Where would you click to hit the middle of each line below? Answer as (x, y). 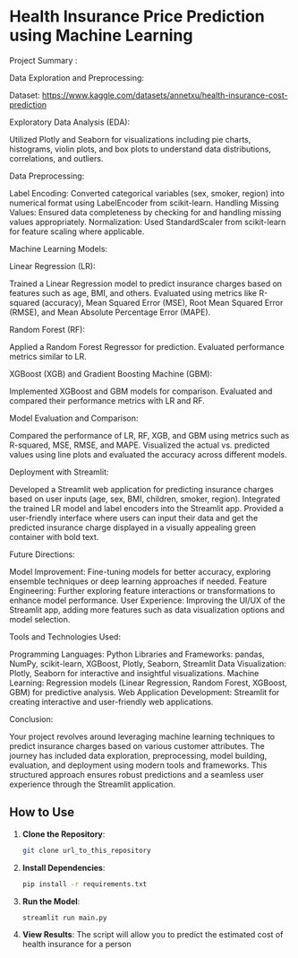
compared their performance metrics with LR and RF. (107, 400)
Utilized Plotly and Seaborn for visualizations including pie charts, (130, 139)
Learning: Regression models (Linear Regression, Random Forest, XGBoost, (149, 683)
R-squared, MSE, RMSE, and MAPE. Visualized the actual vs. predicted (140, 445)
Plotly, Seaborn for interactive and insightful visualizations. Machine (134, 673)
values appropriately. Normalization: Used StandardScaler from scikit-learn (148, 222)
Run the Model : (51, 901)
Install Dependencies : (64, 867)
